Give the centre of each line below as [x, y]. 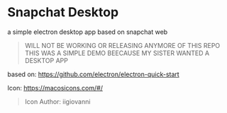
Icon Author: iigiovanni [57, 101]
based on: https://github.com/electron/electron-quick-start [93, 74]
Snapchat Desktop [63, 12]
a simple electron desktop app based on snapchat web [88, 32]
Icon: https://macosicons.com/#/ [55, 88]
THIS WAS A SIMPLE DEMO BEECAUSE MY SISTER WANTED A [117, 53]
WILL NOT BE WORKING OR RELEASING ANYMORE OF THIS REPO [122, 45]
